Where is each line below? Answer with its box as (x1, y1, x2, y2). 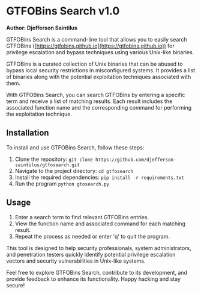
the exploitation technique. (6, 110, 72, 117)
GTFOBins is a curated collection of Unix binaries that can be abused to (6, 60, 183, 67)
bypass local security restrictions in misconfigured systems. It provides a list (6, 66, 196, 73)
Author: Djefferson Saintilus (6, 24, 78, 31)
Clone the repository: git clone (14, 155, 93, 163)
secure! (6, 281, 25, 289)
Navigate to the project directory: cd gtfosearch (14, 167, 134, 174)
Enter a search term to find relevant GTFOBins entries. (14, 213, 149, 220)
